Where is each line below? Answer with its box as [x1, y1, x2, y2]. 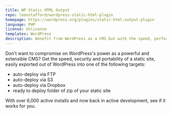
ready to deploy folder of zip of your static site [12, 87, 111, 93]
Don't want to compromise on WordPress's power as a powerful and [5, 50, 149, 56]
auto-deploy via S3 [12, 77, 53, 83]
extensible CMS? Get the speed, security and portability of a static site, [5, 55, 156, 62]
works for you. [5, 103, 36, 109]
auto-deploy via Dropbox [12, 82, 66, 88]
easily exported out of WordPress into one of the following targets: [5, 61, 146, 67]
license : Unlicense [5, 27, 47, 32]
